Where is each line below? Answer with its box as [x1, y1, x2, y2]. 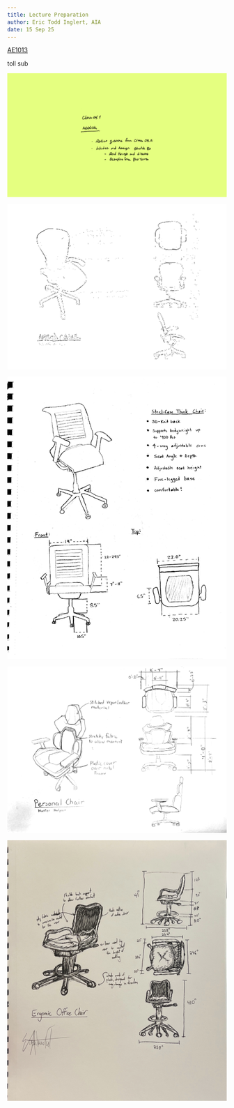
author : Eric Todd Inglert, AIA [7, 18, 101, 26]
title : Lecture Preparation [7, 11, 89, 18]
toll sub [7, 59, 29, 68]
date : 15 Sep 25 [7, 26, 54, 33]
